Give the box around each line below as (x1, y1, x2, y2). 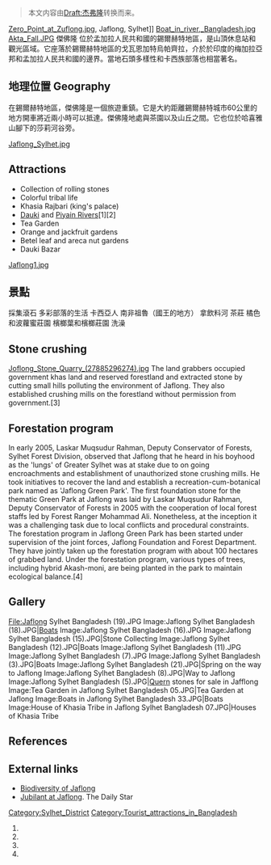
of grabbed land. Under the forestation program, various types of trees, (8, 555, 246, 564)
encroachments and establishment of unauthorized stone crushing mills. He (8, 469, 261, 479)
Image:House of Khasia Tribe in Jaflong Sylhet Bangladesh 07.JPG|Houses (8, 703, 256, 712)
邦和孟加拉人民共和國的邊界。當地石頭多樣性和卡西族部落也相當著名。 (8, 54, 242, 63)
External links (8, 762, 79, 775)
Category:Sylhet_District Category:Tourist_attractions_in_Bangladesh (8, 808, 238, 817)
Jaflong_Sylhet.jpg (8, 139, 70, 149)
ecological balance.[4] (8, 572, 83, 581)
